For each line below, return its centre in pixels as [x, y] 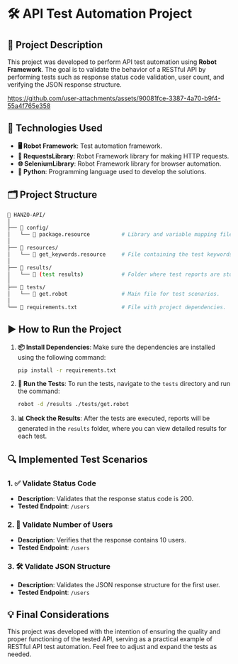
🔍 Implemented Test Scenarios [78, 459]
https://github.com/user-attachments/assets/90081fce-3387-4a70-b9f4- [114, 98]
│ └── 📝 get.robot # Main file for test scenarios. [114, 294]
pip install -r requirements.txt [67, 370]
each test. [32, 436]
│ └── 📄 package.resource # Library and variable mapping [112, 235]
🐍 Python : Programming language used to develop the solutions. [112, 171]
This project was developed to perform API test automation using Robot [112, 62]
